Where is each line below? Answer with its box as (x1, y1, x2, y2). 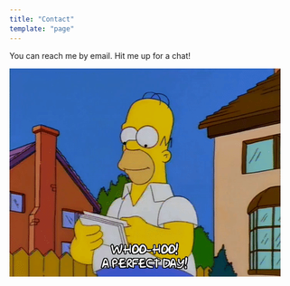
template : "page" (9, 24, 75, 33)
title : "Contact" (9, 14, 75, 24)
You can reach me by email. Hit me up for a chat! (9, 50, 192, 61)
